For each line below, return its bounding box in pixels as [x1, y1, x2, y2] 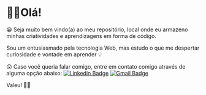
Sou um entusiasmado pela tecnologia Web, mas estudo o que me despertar [6, 44, 200, 51]
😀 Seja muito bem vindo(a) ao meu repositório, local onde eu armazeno [6, 26, 188, 33]
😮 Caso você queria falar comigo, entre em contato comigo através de [6, 63, 186, 70]
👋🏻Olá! [6, 6, 42, 20]
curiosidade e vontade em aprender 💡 [6, 50, 102, 58]
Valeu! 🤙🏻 [6, 81, 31, 88]
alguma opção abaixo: [6, 69, 63, 77]
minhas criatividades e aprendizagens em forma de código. [6, 32, 156, 39]
